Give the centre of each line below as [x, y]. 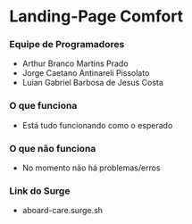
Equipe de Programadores [67, 45]
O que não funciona [53, 148]
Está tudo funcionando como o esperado [97, 125]
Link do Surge [40, 191]
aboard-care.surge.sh [63, 211]
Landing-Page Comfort [96, 17]
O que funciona [43, 106]
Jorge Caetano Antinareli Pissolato [86, 73]
